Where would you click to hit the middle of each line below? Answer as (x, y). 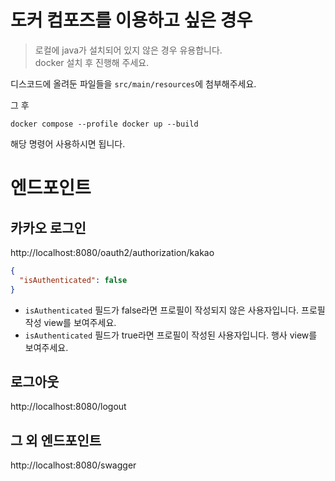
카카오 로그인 (48, 227)
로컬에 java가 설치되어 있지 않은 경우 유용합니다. (128, 50)
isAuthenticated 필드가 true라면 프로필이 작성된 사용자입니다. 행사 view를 (171, 335)
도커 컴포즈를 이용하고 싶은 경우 (131, 20)
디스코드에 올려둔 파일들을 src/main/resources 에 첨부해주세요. (133, 83)
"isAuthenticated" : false (73, 280)
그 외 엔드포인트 (56, 440)
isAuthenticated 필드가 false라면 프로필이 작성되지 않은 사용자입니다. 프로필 (175, 310)
